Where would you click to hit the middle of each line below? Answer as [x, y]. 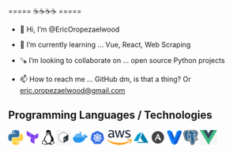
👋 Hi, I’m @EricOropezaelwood [70, 29]
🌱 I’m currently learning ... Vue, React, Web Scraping [105, 45]
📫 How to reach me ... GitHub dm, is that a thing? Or [105, 79]
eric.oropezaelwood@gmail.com [72, 90]
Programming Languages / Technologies [110, 116]
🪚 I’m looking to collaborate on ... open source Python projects [122, 60]
